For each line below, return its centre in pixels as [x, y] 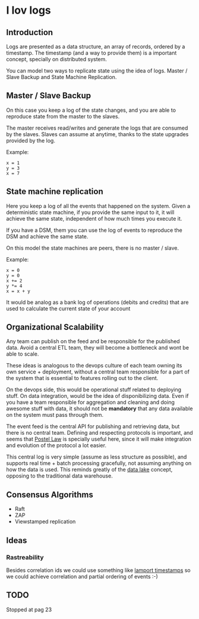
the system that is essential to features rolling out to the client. [82, 378]
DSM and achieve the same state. [47, 236]
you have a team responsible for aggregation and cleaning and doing [91, 403]
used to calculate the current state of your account [68, 308]
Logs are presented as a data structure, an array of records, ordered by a [96, 46]
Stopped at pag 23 [29, 609]
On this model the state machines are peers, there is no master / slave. [93, 248]
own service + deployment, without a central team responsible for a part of [98, 372]
